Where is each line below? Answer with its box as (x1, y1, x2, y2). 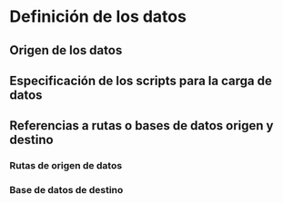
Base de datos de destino (9, 184, 124, 197)
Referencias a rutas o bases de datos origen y (9, 118, 274, 133)
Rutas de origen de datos (9, 159, 123, 172)
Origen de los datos (9, 43, 123, 58)
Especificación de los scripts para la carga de (9, 72, 273, 88)
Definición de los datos (9, 6, 187, 27)
